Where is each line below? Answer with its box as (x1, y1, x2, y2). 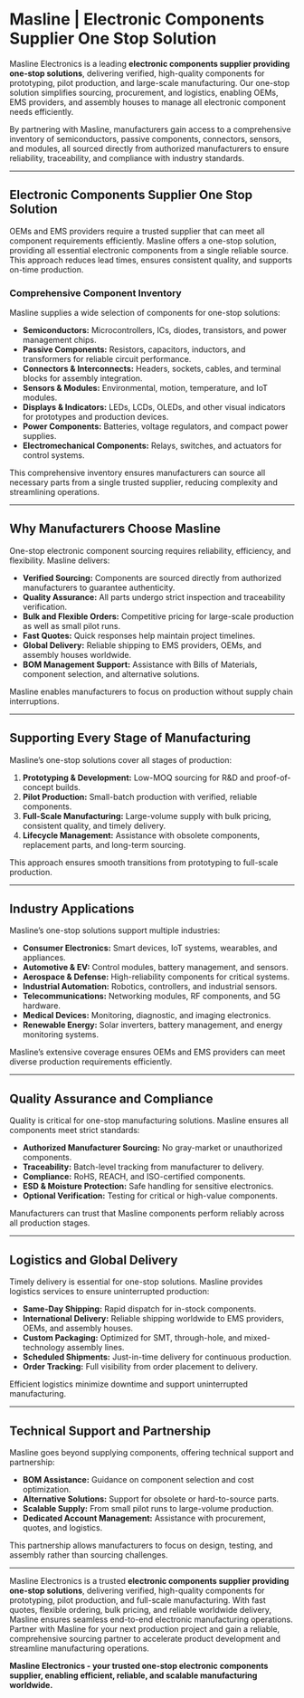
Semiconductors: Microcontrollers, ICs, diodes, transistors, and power (22, 325, 288, 336)
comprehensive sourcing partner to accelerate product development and (9, 1633, 281, 1644)
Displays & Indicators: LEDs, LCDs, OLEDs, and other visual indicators (22, 402, 286, 413)
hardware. (22, 1000, 62, 1011)
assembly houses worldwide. (22, 649, 132, 660)
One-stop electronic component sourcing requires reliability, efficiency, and (9, 545, 291, 556)
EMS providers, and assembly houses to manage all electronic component (9, 96, 287, 108)
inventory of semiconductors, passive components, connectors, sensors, (9, 133, 282, 144)
